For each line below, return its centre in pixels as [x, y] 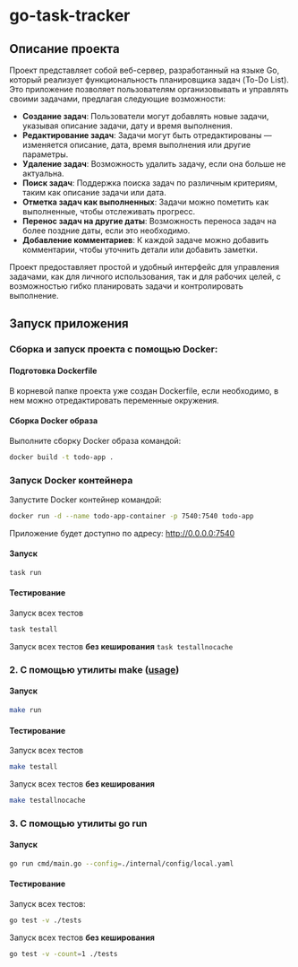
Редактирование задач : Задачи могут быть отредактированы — [147, 135]
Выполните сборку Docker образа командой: [95, 440]
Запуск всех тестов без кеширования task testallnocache [121, 646]
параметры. [45, 154]
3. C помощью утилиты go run [78, 823]
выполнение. [34, 296]
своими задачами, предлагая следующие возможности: [118, 99]
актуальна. [43, 173]
